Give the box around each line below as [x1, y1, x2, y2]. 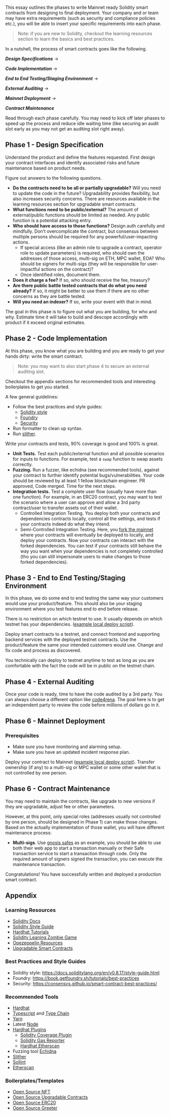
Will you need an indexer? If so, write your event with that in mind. [12, 299, 152, 305]
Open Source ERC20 [12, 1100, 56, 1106]
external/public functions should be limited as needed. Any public [12, 212, 150, 218]
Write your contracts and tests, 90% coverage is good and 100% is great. [5, 440, 159, 447]
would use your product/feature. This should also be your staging [5, 601, 142, 607]
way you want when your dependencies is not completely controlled [20, 548, 163, 554]
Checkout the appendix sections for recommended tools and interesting [5, 378, 156, 384]
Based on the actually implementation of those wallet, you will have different [5, 824, 165, 830]
